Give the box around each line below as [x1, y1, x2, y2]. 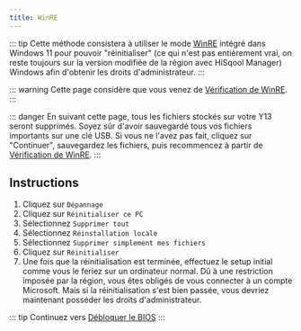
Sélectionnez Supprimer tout [22, 218, 130, 229]
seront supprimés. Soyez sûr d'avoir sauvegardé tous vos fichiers [9, 121, 252, 131]
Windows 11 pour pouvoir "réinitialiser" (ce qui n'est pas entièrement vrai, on [9, 47, 292, 58]
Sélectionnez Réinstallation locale [22, 228, 158, 238]
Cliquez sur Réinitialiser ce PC [22, 209, 144, 219]
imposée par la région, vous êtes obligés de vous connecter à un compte [22, 275, 293, 286]
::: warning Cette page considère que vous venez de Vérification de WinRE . [9, 84, 288, 94]
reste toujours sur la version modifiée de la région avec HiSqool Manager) [9, 57, 283, 67]
